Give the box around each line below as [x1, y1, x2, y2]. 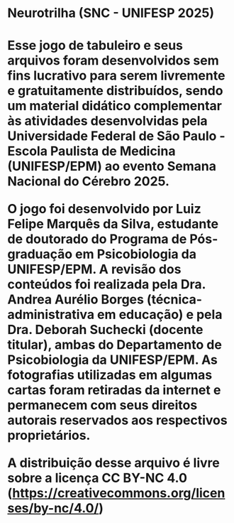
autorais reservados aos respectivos [7, 412, 228, 428]
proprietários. [7, 428, 91, 443]
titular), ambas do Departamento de [7, 337, 222, 353]
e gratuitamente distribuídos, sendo [7, 83, 223, 99]
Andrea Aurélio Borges [7, 291, 144, 308]
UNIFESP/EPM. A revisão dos [7, 261, 182, 278]
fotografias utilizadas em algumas [7, 367, 213, 383]
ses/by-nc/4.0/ [7, 500, 99, 517]
